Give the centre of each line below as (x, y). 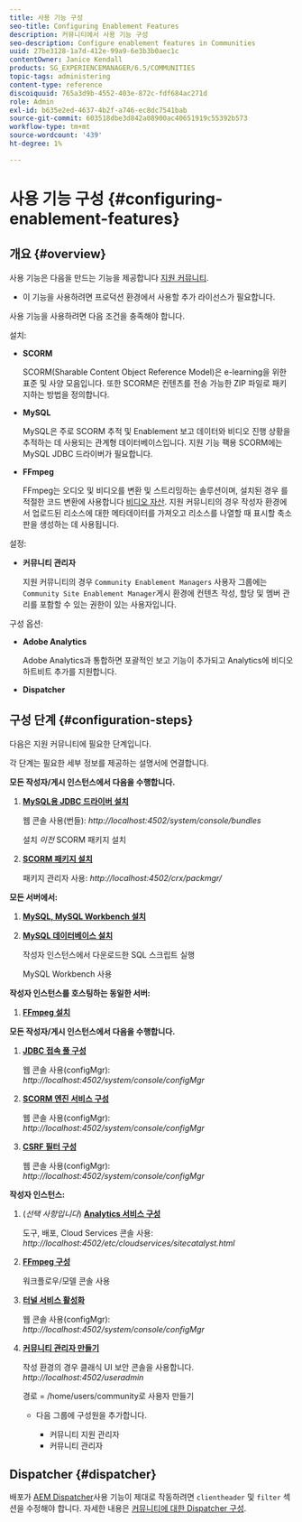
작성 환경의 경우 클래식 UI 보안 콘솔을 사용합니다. (108, 1367)
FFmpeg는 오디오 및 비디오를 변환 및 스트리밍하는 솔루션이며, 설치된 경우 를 (155, 490)
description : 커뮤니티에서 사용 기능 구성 (79, 34)
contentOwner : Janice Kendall (66, 60)
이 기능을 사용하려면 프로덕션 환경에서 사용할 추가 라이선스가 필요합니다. (149, 297)
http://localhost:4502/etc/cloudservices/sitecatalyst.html (128, 1243)
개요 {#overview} (58, 254)
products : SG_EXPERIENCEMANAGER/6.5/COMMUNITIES (102, 69)
